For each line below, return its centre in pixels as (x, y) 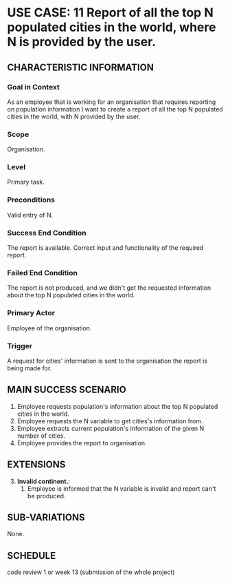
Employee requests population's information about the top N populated (117, 406)
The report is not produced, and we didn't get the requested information (109, 288)
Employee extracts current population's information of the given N (111, 428)
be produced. (46, 496)
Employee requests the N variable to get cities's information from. (110, 421)
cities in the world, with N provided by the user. (74, 116)
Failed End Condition (42, 273)
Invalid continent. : (44, 481)
